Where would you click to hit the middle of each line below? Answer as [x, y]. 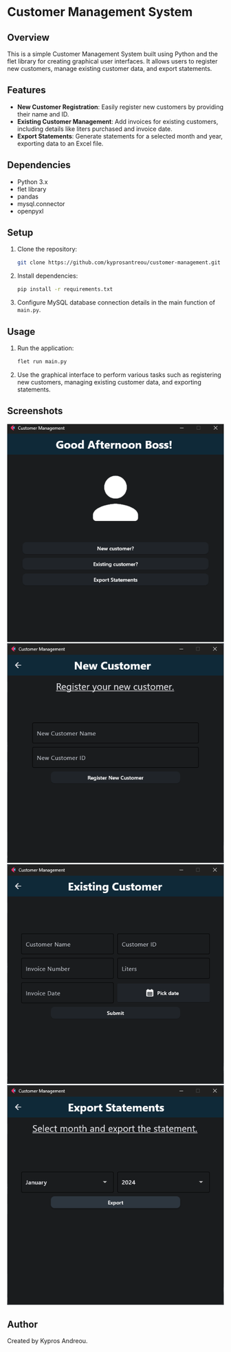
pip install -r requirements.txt [65, 289]
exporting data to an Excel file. [60, 143]
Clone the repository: [47, 249]
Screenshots [35, 411]
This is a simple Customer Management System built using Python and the [113, 54]
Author [22, 1324]
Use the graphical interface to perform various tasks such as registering [119, 375]
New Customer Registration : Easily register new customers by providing [120, 107]
